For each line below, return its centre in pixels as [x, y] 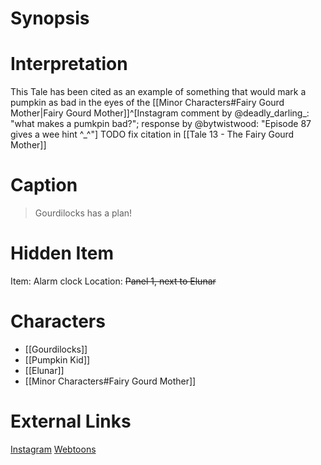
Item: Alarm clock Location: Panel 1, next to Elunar [113, 281]
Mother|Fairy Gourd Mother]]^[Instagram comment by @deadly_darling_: [160, 113]
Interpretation [69, 64]
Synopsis [50, 18]
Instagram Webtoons [53, 449]
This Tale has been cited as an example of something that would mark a [158, 92]
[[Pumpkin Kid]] [57, 359]
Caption [44, 185]
